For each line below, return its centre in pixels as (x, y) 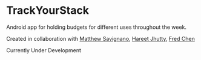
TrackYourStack (48, 10)
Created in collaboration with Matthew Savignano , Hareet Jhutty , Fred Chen (100, 38)
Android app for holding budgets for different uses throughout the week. (96, 27)
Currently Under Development (44, 50)
